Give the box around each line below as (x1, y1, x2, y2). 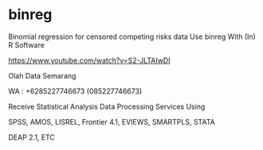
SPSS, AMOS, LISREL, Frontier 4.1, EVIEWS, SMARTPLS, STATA (8, 117, 215, 126)
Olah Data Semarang (8, 71, 77, 80)
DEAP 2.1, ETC (8, 133, 56, 142)
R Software (8, 40, 45, 49)
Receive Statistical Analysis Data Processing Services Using (8, 102, 206, 111)
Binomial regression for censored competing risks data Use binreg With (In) (8, 32, 257, 41)
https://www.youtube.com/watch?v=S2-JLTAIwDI (8, 56, 171, 65)
